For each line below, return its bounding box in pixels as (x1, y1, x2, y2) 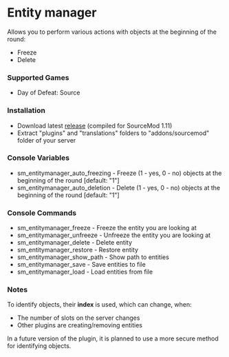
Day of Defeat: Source (17, 88, 80, 97)
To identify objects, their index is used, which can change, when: (7, 300, 192, 309)
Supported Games (7, 72, 69, 82)
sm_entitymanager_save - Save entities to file (17, 261, 146, 269)
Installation (7, 105, 46, 115)
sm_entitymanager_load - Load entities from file (17, 267, 153, 276)
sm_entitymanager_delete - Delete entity (17, 238, 133, 247)
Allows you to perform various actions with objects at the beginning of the (7, 28, 217, 36)
